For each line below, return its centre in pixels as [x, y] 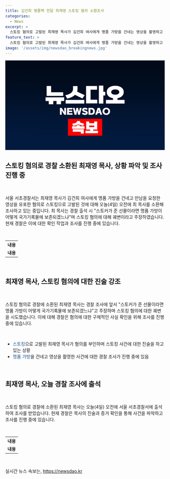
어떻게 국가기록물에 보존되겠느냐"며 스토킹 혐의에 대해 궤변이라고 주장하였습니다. [85, 217]
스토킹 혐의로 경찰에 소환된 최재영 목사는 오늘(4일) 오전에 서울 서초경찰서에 [79, 407]
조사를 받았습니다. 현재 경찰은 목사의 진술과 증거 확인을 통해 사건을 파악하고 [89, 413]
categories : [18, 16]
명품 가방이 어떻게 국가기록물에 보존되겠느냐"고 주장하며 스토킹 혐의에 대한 [79, 311]
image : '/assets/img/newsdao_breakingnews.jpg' [56, 48]
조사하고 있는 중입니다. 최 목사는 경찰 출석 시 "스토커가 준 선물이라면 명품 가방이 [84, 211]
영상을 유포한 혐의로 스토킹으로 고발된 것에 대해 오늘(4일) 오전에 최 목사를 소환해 [84, 205]
